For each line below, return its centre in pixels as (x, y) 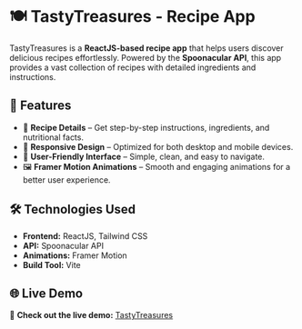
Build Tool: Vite (51, 264)
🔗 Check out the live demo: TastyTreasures (91, 315)
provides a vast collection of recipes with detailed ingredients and (133, 67)
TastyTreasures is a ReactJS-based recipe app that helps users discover (146, 48)
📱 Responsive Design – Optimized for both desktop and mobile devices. (158, 146)
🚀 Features (40, 106)
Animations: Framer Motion (75, 255)
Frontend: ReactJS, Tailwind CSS (85, 235)
